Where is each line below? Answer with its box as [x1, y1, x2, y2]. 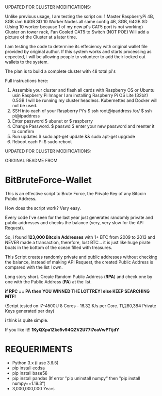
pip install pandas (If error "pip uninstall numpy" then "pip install [12, 375, 141, 381]
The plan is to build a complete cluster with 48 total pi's [5, 68, 116, 74]
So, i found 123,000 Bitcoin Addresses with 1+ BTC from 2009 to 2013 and [5, 234, 155, 240]
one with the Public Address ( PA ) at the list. [5, 279, 92, 284]
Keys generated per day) [5, 308, 55, 313]
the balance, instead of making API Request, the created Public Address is [5, 259, 154, 265]
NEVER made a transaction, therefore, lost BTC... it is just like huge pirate [5, 239, 151, 245]
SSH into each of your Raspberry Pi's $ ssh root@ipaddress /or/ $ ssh [12, 108, 152, 114]
